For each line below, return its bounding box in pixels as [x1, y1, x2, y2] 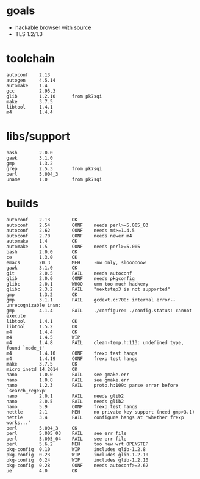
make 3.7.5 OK [6, 361, 78, 367]
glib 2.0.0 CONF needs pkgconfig [6, 275, 135, 281]
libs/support [6, 129, 71, 143]
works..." [6, 419, 32, 426]
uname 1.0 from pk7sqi [6, 176, 102, 182]
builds [6, 196, 38, 211]
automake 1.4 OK [6, 238, 78, 244]
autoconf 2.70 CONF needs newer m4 [6, 232, 132, 239]
